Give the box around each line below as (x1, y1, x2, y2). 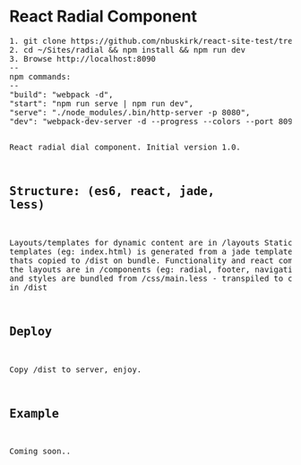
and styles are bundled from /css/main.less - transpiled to (9, 273, 284, 283)
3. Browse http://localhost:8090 (9, 54, 157, 63)
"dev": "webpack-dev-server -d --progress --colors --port (9, 116, 275, 126)
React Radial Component (9, 6, 197, 27)
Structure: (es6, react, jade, (9, 184, 215, 199)
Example (9, 406, 60, 421)
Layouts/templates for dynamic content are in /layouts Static (9, 237, 293, 248)
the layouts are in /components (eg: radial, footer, (9, 264, 251, 275)
